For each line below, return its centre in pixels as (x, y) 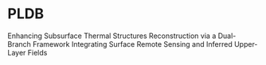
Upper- (246, 44)
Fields (37, 52)
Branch (19, 44)
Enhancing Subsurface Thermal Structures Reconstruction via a (112, 36)
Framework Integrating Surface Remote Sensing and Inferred (132, 44)
